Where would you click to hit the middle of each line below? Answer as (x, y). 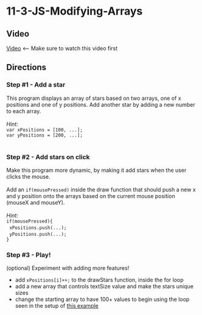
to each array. (24, 111)
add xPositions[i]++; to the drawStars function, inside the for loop (99, 280)
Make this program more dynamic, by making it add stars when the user (96, 170)
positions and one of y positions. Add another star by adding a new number (101, 104)
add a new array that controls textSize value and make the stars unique (104, 286)
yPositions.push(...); (38, 234)
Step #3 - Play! (29, 255)
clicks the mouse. (28, 176)
